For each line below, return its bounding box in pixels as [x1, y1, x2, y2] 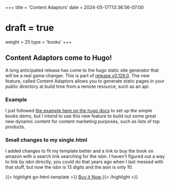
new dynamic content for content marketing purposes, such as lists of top [5, 118, 160, 125]
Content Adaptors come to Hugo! [5, 53, 112, 63]
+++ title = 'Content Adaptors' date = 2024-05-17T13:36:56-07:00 [5, 5, 144, 10]
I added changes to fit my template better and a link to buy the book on [5, 148, 154, 154]
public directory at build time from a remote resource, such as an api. [5, 83, 150, 89]
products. [5, 124, 25, 130]
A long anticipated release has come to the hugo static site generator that [5, 67, 159, 73]
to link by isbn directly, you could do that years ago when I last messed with [5, 159, 164, 165]
